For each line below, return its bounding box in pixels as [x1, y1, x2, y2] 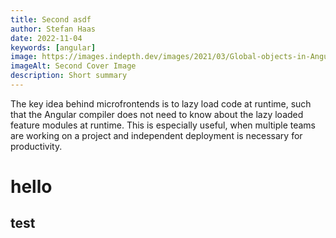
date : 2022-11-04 [10, 33, 83, 43]
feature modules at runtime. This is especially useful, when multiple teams [10, 119, 317, 131]
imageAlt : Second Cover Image [10, 61, 137, 71]
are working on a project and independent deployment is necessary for [10, 129, 303, 141]
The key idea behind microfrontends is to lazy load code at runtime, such [10, 97, 312, 110]
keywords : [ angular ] [10, 42, 97, 53]
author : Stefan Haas [10, 24, 97, 34]
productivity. [10, 140, 63, 152]
